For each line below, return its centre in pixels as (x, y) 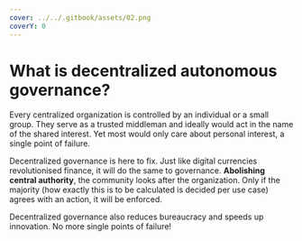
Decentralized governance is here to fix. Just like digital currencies (133, 161)
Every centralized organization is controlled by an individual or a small (139, 115)
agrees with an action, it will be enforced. (86, 199)
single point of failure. (50, 144)
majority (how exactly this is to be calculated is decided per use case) (139, 190)
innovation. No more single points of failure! (91, 227)
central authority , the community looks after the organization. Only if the (145, 181)
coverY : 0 (28, 26)
